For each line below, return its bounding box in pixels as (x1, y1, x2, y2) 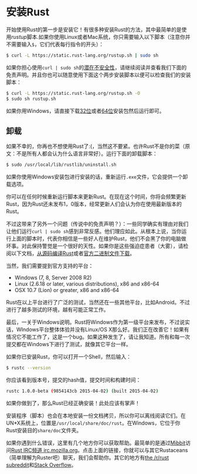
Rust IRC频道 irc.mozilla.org (11, 447, 78, 453)
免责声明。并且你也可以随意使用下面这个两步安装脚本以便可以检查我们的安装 (6, 71, 191, 78)
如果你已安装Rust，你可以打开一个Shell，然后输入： (6, 353, 132, 360)
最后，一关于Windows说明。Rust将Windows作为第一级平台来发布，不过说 (6, 319, 185, 326)
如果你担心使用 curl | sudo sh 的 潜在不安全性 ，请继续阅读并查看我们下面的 (6, 64, 187, 71)
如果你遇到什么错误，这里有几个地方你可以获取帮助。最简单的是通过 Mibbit (6, 439, 186, 446)
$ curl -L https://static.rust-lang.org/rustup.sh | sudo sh (6, 52, 159, 58)
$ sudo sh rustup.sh (6, 95, 57, 102)
